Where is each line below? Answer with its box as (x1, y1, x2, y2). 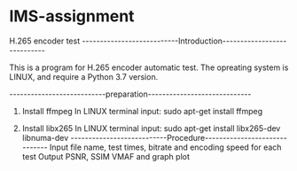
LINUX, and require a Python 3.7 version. (9, 71, 159, 82)
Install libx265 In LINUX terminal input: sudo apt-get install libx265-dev (21, 122, 281, 134)
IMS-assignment (9, 6, 135, 27)
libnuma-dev (21, 132, 69, 143)
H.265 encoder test (9, 35, 81, 46)
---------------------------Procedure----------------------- (70, 132, 288, 143)
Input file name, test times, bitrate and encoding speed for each (49, 142, 282, 152)
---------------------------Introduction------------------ (82, 35, 287, 46)
